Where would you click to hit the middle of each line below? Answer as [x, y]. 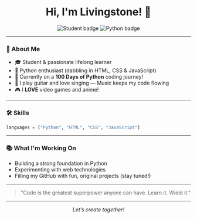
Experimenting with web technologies [60, 169]
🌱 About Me [23, 49]
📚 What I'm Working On [41, 148]
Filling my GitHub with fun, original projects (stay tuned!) [83, 176]
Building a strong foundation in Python [61, 163]
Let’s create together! [98, 209]
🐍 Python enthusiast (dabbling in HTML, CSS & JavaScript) [85, 70]
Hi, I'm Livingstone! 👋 [98, 12]
